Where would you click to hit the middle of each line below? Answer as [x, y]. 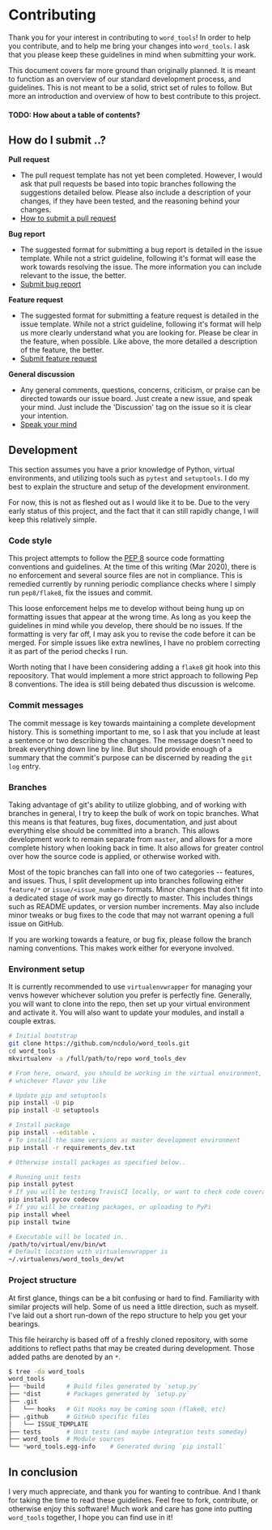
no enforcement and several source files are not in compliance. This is [125, 575]
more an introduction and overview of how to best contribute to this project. [135, 96]
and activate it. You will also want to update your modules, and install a [126, 1013]
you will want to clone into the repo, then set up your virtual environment [130, 1004]
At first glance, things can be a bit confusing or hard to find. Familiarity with [134, 1297]
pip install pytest [41, 1185]
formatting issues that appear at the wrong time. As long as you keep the [130, 617]
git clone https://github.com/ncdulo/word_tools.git [99, 1044]
